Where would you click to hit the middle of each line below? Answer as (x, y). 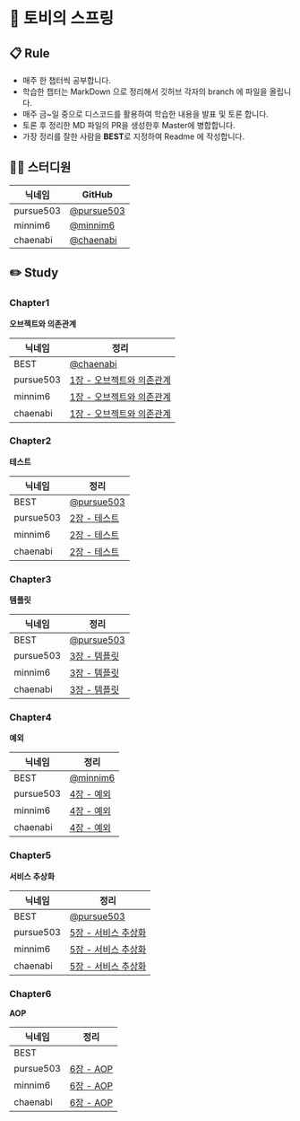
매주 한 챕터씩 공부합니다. (67, 80)
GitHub (98, 194)
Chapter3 (30, 579)
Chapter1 (30, 303)
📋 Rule (30, 53)
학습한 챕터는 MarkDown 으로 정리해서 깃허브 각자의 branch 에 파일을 (145, 92)
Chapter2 (30, 441)
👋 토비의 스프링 (62, 18)
